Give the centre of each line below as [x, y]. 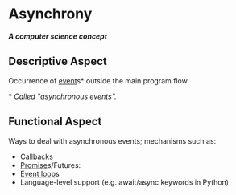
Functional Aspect [55, 122]
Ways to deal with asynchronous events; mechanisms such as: [112, 140]
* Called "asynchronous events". [62, 96]
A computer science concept [58, 36]
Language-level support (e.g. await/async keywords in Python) [124, 182]
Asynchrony [50, 14]
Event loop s [39, 173]
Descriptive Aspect [58, 61]
